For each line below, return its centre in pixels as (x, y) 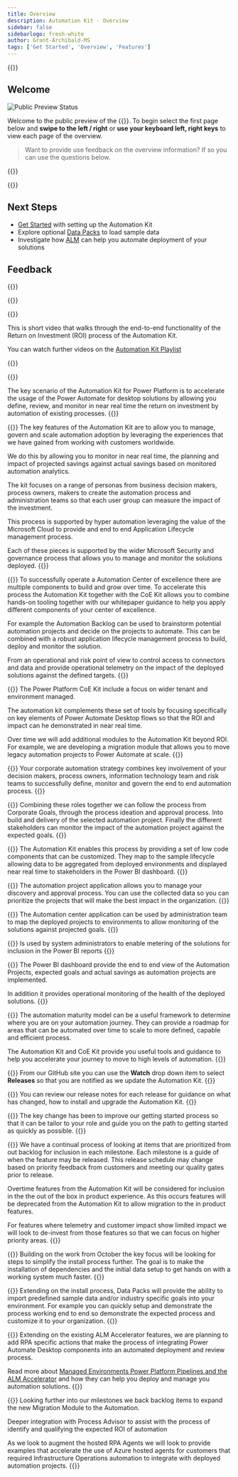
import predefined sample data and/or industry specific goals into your (111, 1298)
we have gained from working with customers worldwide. (91, 442)
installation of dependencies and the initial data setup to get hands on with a (119, 1270)
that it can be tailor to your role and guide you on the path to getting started (118, 1124)
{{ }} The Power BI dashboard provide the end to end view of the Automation (119, 965)
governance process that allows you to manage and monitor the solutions (115, 558)
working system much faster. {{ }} (56, 1277)
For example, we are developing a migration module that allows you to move (119, 747)
